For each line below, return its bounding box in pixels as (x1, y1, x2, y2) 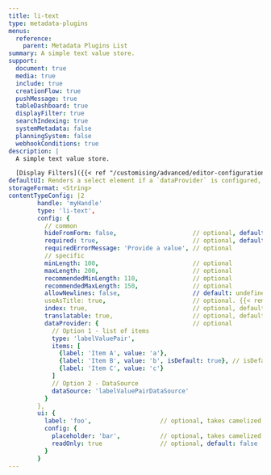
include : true (15, 79, 63, 87)
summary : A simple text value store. (8, 49, 135, 57)
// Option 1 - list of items (51, 326, 150, 335)
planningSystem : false (15, 132, 92, 140)
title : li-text (8, 11, 60, 20)
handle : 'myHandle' (37, 199, 103, 207)
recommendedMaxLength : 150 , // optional (44, 282, 232, 290)
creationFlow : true (15, 86, 81, 95)
